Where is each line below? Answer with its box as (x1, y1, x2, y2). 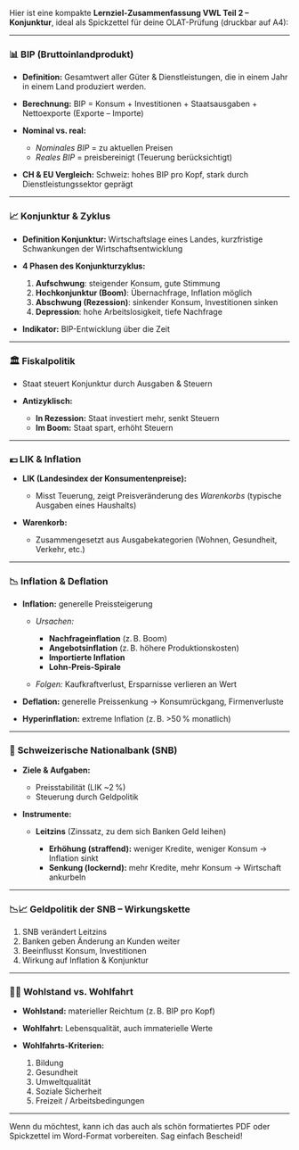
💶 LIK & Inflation (9, 452, 82, 465)
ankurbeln (48, 872, 86, 882)
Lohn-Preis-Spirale (48, 662, 122, 673)
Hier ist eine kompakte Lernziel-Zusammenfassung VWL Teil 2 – (9, 8, 249, 18)
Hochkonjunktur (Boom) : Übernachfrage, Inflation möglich (35, 287, 253, 298)
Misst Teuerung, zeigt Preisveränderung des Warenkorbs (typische (35, 491, 282, 501)
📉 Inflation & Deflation (9, 575, 109, 588)
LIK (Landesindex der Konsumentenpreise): (21, 473, 187, 484)
